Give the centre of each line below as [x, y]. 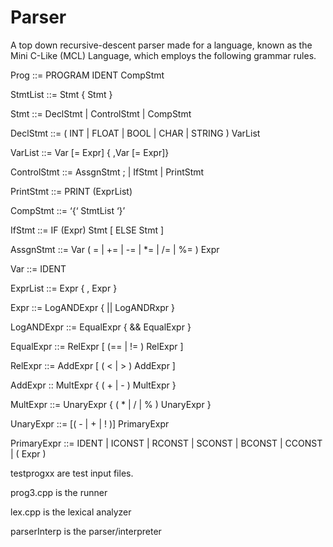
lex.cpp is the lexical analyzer [71, 512]
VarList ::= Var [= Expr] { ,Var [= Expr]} [90, 152]
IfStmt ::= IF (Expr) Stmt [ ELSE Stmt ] [87, 230]
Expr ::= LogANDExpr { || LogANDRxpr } [92, 307]
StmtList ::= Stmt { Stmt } [61, 94]
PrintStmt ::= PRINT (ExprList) [71, 191]
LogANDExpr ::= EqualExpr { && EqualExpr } [101, 327]
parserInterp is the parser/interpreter [86, 531]
